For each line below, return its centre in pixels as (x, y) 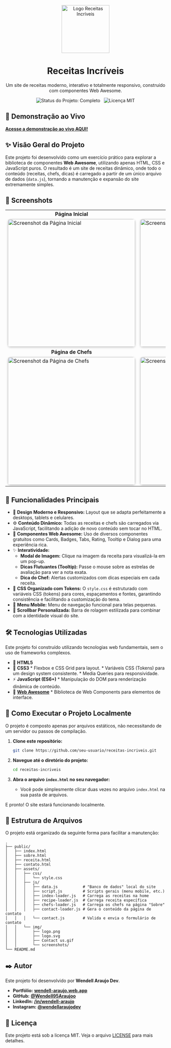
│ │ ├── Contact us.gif (39, 941)
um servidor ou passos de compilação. (46, 731)
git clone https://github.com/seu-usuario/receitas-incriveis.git (84, 750)
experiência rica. (30, 545)
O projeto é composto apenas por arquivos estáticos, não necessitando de (83, 726)
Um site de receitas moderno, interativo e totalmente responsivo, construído (85, 85)
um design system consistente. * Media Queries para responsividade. (85, 673)
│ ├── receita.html (28, 860)
